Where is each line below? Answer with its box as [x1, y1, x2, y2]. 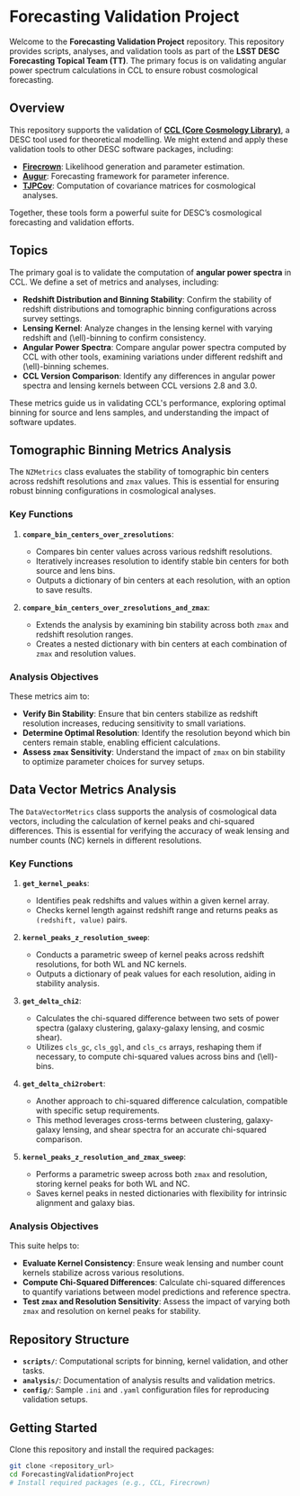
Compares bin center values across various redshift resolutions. [35, 546, 273, 557]
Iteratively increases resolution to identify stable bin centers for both [35, 556, 289, 567]
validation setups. [22, 1394, 88, 1405]
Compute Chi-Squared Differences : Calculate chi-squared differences [22, 1277, 286, 1288]
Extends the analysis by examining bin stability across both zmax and [35, 619, 289, 630]
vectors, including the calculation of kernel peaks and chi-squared [9, 815, 255, 826]
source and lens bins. [35, 565, 116, 576]
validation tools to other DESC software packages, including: [9, 143, 234, 154]
